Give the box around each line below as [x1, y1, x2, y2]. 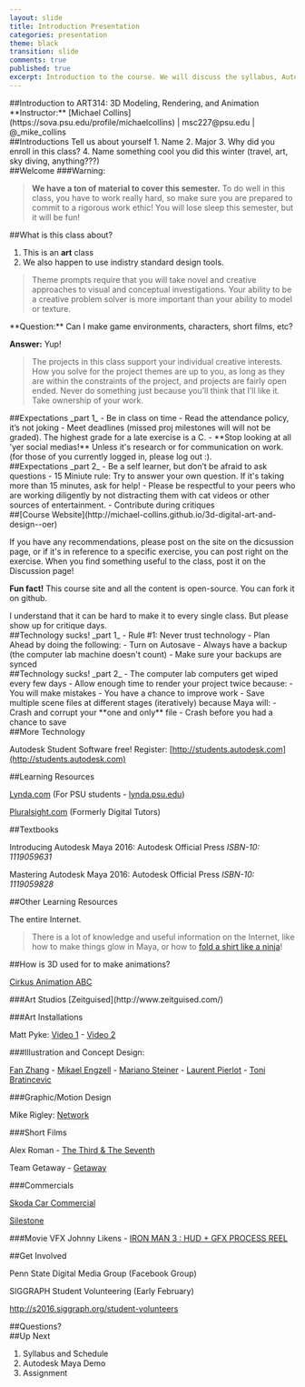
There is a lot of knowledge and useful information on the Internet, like [31, 931, 295, 942]
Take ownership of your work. [31, 395, 143, 406]
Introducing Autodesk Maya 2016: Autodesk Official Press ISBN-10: [9, 841, 261, 852]
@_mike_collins [9, 126, 66, 137]
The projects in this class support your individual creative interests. [31, 356, 283, 367]
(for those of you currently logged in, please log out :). [9, 451, 212, 462]
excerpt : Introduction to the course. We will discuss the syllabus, [9, 73, 279, 82]
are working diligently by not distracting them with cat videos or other [9, 489, 271, 500]
